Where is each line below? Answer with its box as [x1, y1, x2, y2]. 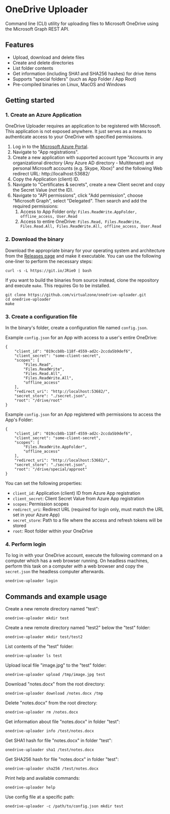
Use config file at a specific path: [5, 794, 75, 800]
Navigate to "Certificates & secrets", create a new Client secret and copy [12, 182, 165, 188]
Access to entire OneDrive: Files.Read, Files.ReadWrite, [20, 218, 142, 225]
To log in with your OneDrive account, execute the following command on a [5, 552, 163, 558]
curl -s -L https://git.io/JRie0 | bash [5, 268, 92, 273]
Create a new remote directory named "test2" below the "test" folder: [5, 625, 151, 631]
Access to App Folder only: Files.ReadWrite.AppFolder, [20, 209, 138, 215]
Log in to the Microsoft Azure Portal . [12, 144, 89, 150]
